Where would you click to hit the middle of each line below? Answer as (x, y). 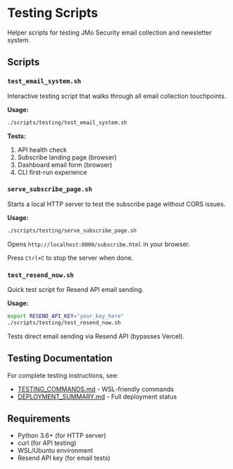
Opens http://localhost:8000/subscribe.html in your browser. (99, 244)
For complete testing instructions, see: (63, 375)
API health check (42, 150)
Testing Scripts (53, 13)
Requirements (39, 419)
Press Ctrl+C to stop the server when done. (70, 257)
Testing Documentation (60, 359)
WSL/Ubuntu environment (55, 451)
